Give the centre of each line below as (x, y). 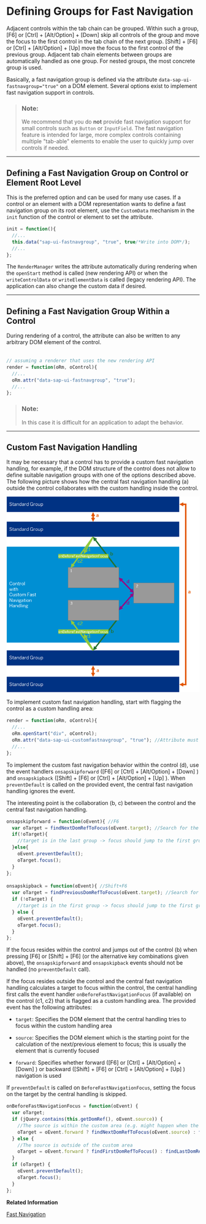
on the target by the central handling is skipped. (67, 1094)
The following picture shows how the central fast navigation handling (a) (97, 482)
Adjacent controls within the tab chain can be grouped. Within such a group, (103, 28)
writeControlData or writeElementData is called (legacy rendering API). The (101, 280)
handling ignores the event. (41, 791)
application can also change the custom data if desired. (77, 286)
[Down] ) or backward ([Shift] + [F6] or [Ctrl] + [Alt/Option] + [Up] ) (100, 1069)
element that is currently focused (57, 1051)
